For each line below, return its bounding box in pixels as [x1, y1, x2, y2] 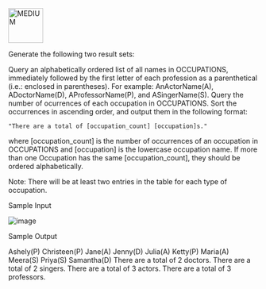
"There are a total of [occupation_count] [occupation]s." [8, 122, 208, 130]
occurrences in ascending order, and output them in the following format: [8, 107, 248, 116]
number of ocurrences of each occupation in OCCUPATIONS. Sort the [8, 98, 237, 108]
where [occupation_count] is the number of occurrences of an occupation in [8, 137, 258, 145]
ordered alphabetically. [8, 162, 83, 171]
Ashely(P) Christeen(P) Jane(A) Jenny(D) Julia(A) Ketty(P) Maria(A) [8, 247, 229, 256]
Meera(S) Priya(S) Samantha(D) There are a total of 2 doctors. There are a [8, 256, 251, 264]
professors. [8, 272, 46, 281]
